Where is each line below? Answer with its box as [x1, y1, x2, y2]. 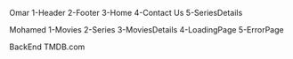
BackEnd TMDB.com [9, 41, 85, 52]
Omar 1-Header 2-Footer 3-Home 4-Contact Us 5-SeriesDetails [9, 8, 243, 18]
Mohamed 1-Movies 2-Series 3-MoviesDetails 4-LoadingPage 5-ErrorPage [9, 25, 284, 34]
